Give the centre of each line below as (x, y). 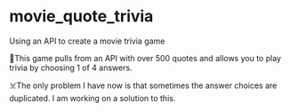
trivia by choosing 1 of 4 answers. (71, 68)
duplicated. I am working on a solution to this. (93, 98)
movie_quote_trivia (81, 16)
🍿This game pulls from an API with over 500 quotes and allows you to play (145, 58)
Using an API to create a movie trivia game (87, 41)
